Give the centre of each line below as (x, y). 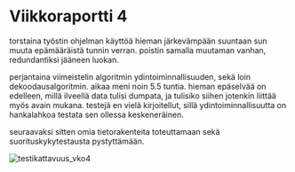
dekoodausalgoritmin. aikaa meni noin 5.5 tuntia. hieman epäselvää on (138, 86)
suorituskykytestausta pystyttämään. (77, 141)
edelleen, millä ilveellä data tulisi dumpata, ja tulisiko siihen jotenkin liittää (143, 96)
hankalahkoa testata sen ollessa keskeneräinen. (96, 114)
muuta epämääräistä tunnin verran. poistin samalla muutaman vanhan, (138, 50)
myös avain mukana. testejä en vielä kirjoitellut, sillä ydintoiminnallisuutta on (148, 105)
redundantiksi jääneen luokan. (64, 59)
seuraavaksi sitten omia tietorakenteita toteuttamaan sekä (115, 131)
